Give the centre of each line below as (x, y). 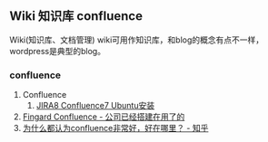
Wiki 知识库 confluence (76, 16)
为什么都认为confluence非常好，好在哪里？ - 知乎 (115, 128)
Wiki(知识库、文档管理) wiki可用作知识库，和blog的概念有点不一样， (137, 40)
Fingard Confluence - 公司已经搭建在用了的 (104, 117)
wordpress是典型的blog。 (58, 51)
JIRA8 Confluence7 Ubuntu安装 (95, 106)
